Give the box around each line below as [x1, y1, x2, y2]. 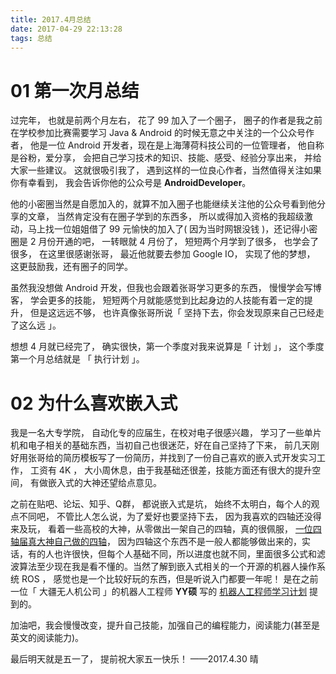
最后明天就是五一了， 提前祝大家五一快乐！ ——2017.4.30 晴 [10, 653, 259, 665]
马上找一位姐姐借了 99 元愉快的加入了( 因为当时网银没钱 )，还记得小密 [27, 223, 318, 235]
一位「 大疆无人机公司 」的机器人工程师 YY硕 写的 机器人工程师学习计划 [10, 586, 308, 598]
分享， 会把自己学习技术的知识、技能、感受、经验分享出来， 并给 [53, 152, 322, 164]
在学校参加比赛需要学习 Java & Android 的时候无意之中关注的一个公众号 [10, 127, 306, 139]
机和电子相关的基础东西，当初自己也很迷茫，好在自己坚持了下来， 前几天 [10, 439, 311, 451]
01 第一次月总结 [10, 79, 140, 102]
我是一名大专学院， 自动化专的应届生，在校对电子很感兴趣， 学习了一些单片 [10, 427, 322, 439]
